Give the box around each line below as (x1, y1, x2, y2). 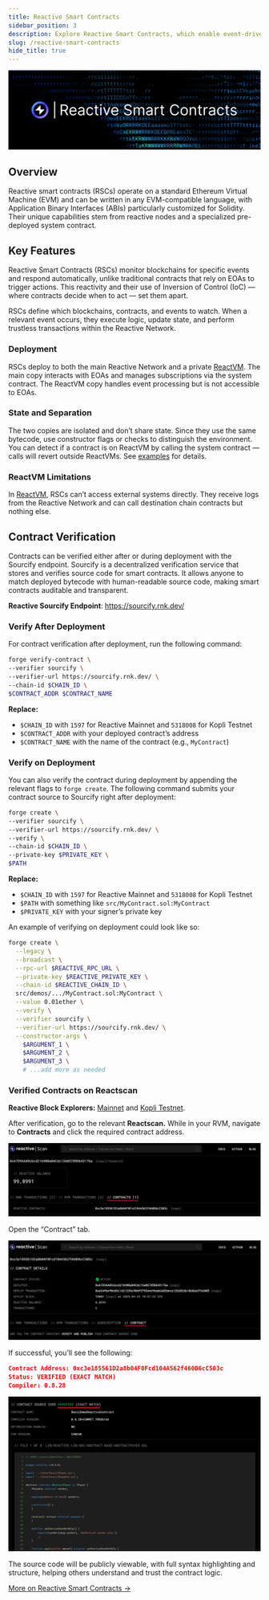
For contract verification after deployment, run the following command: (8, 639, 243, 649)
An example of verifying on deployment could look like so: (8, 922, 200, 932)
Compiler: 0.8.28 (8, 1382, 66, 1390)
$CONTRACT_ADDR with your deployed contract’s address (19, 728, 199, 738)
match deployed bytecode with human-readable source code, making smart (8, 577, 259, 586)
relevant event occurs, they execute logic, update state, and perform (8, 315, 235, 324)
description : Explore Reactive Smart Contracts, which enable (8, 30, 220, 38)
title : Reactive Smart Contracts (8, 13, 120, 21)
